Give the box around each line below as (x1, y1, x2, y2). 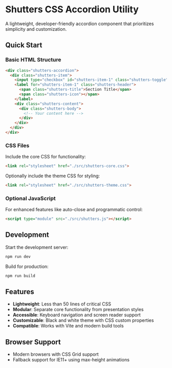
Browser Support (5, 337, 61, 346)
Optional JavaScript (5, 195, 56, 202)
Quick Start (5, 41, 42, 50)
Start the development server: (5, 244, 69, 250)
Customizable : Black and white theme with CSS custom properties (12, 317, 154, 323)
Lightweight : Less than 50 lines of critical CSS (12, 301, 112, 307)
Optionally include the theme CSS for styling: (5, 173, 100, 179)
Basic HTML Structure (5, 56, 61, 64)
